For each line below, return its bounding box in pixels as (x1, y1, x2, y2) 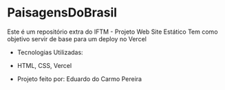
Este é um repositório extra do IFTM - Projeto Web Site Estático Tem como (7, 27, 218, 36)
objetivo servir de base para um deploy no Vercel (7, 34, 147, 43)
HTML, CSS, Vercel (17, 61, 72, 69)
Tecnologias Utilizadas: (17, 48, 84, 56)
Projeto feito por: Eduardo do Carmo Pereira (17, 74, 142, 83)
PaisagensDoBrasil (7, 5, 118, 21)
